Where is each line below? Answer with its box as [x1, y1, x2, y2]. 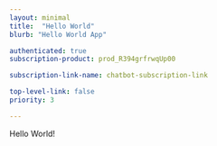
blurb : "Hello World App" [9, 30, 107, 39]
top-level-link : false [9, 87, 95, 96]
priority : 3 [9, 96, 54, 105]
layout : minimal [9, 13, 71, 23]
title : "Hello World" [9, 22, 95, 31]
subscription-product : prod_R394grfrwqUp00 [9, 55, 176, 64]
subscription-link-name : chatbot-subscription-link [9, 71, 208, 80]
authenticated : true [9, 46, 88, 55]
